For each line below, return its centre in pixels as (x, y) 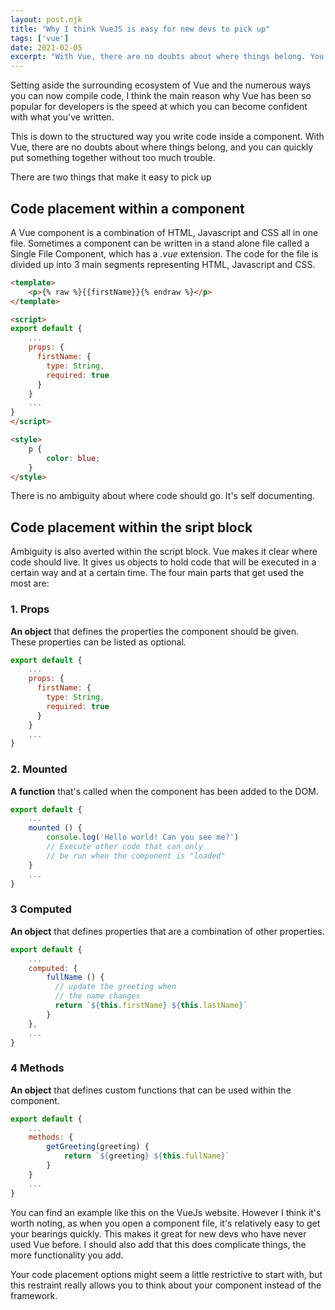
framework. (34, 1295)
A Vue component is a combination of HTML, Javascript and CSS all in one (164, 232)
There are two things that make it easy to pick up (111, 177)
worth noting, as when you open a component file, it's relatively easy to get (165, 1223)
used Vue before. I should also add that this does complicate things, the (158, 1244)
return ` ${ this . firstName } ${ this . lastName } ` (151, 1006)
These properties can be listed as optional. (98, 642)
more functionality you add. (67, 1255)
